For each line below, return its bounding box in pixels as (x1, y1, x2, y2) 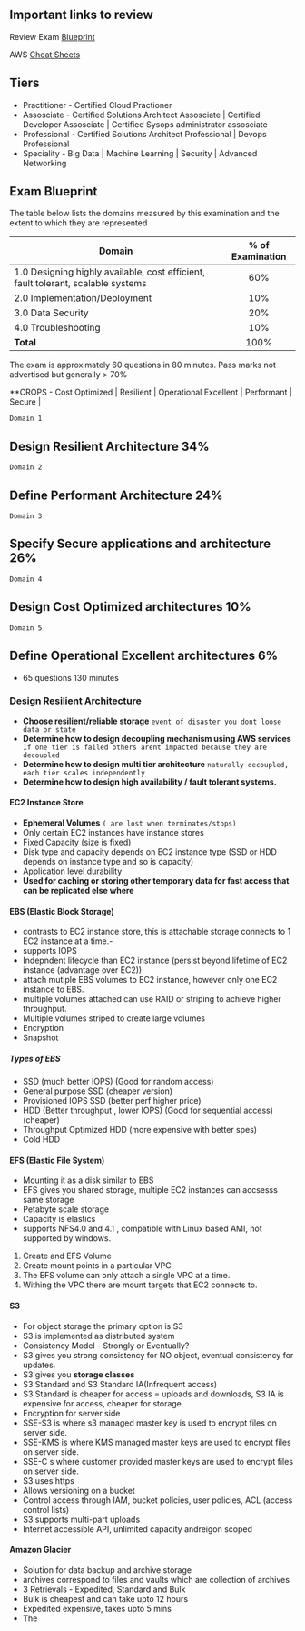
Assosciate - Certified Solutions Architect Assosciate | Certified (22, 109, 261, 120)
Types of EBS (9, 1053, 61, 1064)
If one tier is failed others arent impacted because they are (22, 743, 268, 752)
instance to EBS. (22, 984, 84, 995)
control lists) (22, 1504, 70, 1515)
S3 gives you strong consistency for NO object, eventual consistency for (22, 1349, 294, 1360)
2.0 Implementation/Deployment (14, 292, 152, 305)
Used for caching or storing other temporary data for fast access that (22, 876, 290, 886)
